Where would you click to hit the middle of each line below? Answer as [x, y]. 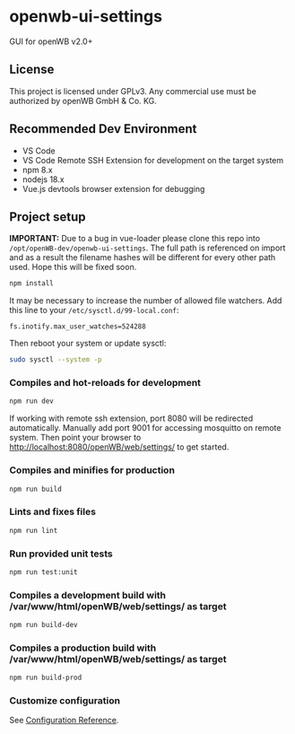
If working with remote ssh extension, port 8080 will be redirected [131, 418]
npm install [31, 284]
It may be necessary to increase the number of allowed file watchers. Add [146, 301]
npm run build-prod [46, 678]
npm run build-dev [43, 625]
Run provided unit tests [61, 554]
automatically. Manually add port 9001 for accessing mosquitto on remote [145, 428]
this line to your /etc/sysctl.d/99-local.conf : [94, 310]
